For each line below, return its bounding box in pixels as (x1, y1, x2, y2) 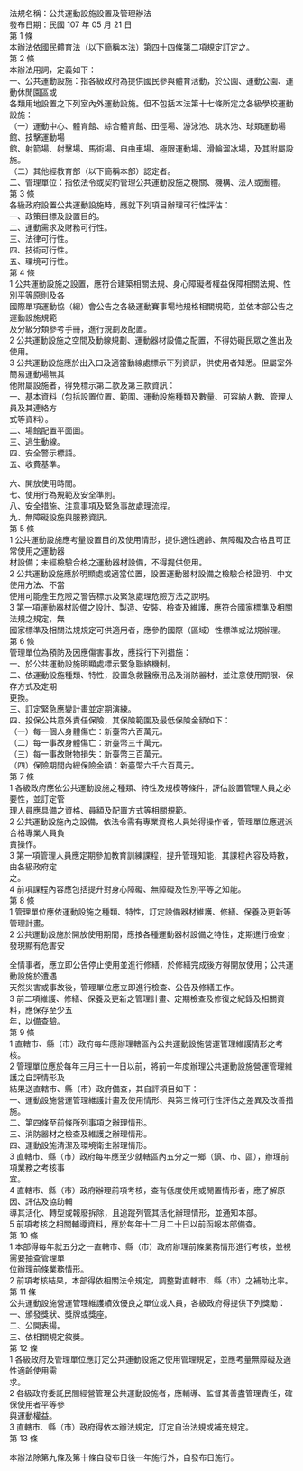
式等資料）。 (9, 414, 53, 424)
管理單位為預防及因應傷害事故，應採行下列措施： (9, 648, 191, 657)
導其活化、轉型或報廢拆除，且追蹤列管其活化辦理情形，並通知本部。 (9, 1208, 262, 1218)
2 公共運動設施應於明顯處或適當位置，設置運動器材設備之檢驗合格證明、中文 (9, 568, 293, 579)
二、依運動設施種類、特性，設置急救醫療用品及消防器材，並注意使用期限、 (9, 670, 286, 680)
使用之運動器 (16, 546, 65, 556)
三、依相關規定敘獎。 (9, 1331, 88, 1342)
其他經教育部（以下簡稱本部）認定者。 (32, 166, 176, 176)
